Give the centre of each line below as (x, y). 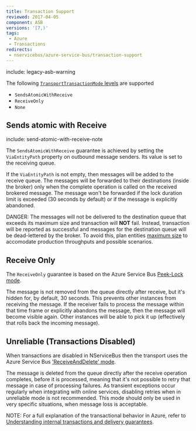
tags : (13, 33)
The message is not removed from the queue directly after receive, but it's (96, 292)
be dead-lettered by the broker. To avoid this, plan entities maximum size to (97, 235)
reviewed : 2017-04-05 (32, 17)
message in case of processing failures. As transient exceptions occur (91, 386)
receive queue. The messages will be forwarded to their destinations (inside (97, 181)
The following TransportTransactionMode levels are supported (80, 83)
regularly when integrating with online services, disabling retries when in (94, 392)
